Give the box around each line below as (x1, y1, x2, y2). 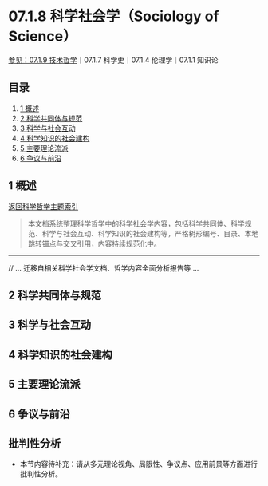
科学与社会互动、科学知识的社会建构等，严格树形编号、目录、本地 (41, 228, 259, 238)
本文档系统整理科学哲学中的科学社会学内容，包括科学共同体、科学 (27, 219, 245, 228)
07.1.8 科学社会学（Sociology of (8, 7, 219, 26)
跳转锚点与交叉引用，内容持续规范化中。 (27, 239, 161, 248)
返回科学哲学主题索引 (8, 201, 78, 211)
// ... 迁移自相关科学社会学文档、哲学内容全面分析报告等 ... (8, 263, 199, 272)
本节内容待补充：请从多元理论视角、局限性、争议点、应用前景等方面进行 (19, 460, 258, 469)
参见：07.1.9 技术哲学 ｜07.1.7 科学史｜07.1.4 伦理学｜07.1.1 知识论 (8, 55, 219, 65)
